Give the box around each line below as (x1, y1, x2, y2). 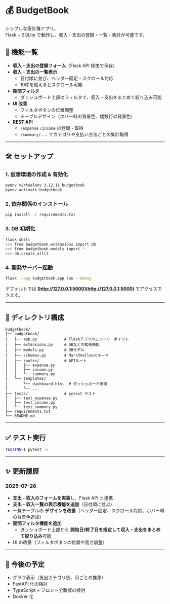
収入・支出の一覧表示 (12, 68, 57, 75)
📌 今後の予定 (5, 560, 45, 569)
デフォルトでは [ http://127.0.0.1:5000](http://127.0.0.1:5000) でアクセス (5, 286, 158, 292)
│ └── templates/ (5, 376, 47, 381)
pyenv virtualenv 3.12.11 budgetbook (5, 183, 85, 188)
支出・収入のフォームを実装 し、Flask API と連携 (12, 494, 113, 501)
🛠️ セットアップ (5, 152, 54, 161)
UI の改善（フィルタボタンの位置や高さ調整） (12, 539, 107, 545)
